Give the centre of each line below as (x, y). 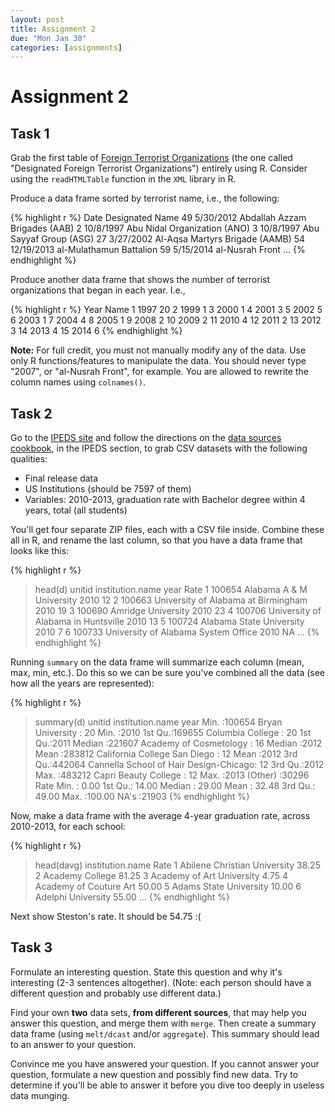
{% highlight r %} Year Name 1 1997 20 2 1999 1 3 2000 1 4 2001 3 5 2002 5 (166, 310)
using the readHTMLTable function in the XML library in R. (123, 179)
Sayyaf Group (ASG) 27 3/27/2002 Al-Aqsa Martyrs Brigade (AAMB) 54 (158, 239)
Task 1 (30, 133)
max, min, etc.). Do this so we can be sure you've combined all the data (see (168, 673)
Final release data (61, 478)
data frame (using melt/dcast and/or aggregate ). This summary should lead (165, 1033)
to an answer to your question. (73, 1044)
